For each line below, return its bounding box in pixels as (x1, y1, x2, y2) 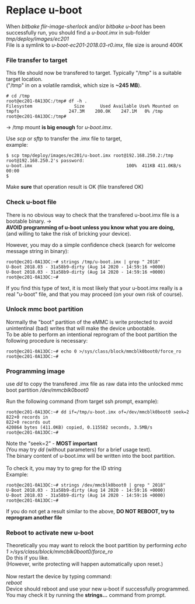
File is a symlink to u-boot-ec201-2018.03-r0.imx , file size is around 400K (6, 42, 183, 49)
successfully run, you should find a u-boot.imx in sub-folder (6, 29, 151, 36)
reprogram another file (6, 514, 62, 521)
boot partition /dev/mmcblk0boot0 (6, 386, 89, 394)
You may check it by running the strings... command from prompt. (6, 592, 166, 599)
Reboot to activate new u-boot (6, 529, 94, 537)
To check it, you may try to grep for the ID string (6, 465, 121, 472)
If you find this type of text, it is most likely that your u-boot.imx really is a (6, 284, 183, 291)
